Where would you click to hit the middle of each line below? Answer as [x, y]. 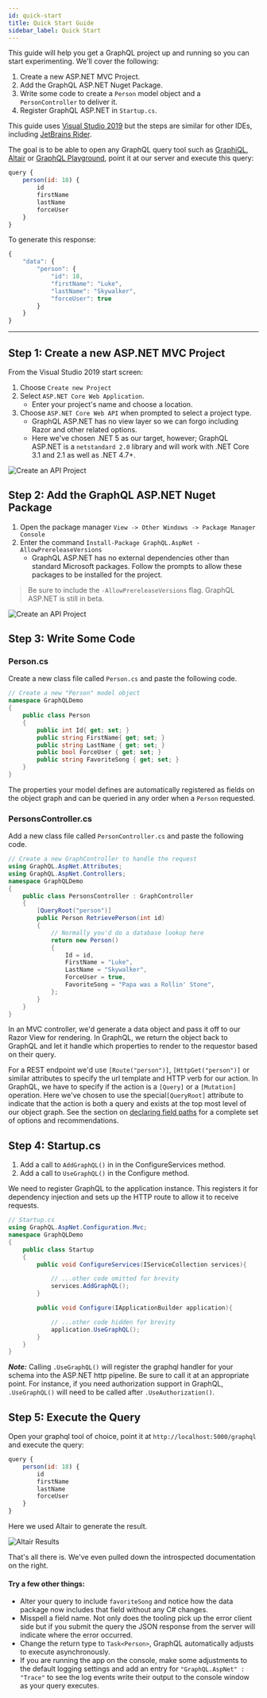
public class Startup [58, 1249]
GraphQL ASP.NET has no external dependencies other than [130, 558]
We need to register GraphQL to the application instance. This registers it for [133, 1189]
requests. [24, 1205]
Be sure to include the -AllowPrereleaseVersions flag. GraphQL [131, 590]
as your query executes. [59, 1686]
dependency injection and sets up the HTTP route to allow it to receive [124, 1197]
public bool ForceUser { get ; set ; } [99, 752]
